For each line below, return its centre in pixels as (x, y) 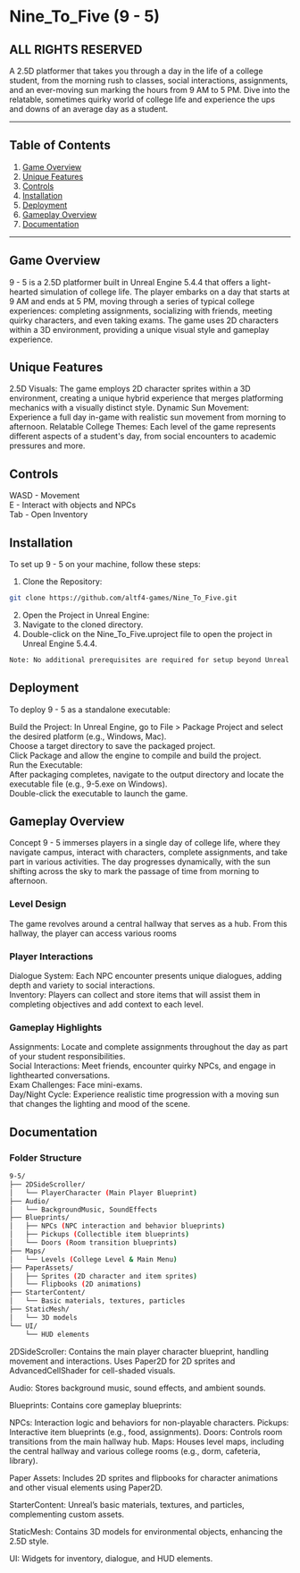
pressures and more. (47, 446)
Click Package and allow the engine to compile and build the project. (135, 755)
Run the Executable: (46, 765)
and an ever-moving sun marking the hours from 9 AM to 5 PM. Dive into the (150, 90)
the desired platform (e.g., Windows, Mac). (88, 736)
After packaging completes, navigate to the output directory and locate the (146, 774)
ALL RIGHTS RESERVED (76, 50)
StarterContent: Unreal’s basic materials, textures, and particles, (127, 1504)
